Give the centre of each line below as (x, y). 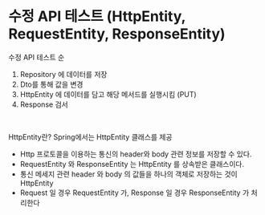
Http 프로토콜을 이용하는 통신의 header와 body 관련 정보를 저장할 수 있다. (136, 154)
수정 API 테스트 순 (37, 57)
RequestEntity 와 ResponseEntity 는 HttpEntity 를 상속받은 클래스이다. (132, 164)
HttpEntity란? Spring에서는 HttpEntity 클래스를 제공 (90, 136)
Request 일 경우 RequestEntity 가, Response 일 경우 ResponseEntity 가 (135, 193)
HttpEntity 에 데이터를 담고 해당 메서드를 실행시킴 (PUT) (108, 94)
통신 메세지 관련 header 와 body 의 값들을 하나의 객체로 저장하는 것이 (129, 174)
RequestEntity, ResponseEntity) (117, 34)
